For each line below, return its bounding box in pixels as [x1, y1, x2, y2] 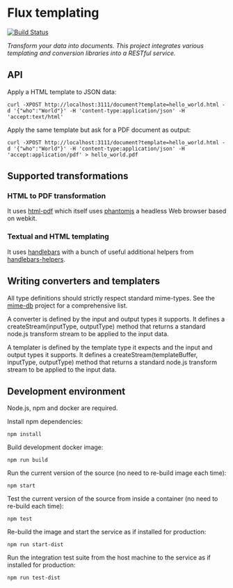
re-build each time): [7, 502, 64, 511]
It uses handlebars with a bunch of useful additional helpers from [7, 248, 194, 256]
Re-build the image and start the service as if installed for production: [7, 528, 207, 536]
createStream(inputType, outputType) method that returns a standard [7, 322, 206, 331]
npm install [7, 431, 42, 438]
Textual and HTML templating [7, 232, 109, 241]
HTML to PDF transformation [7, 191, 106, 201]
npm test [7, 515, 33, 522]
